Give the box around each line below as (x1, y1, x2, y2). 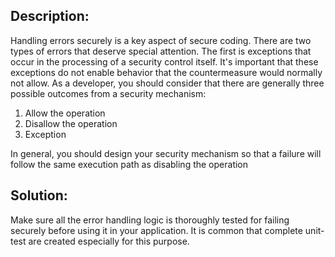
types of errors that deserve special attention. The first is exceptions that (10, 45, 312, 57)
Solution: (10, 187, 68, 204)
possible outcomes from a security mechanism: (10, 87, 207, 99)
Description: (10, 8, 90, 25)
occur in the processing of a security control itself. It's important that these (10, 55, 319, 68)
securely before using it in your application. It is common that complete (10, 224, 303, 236)
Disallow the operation (24, 117, 118, 129)
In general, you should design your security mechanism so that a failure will (10, 147, 322, 159)
